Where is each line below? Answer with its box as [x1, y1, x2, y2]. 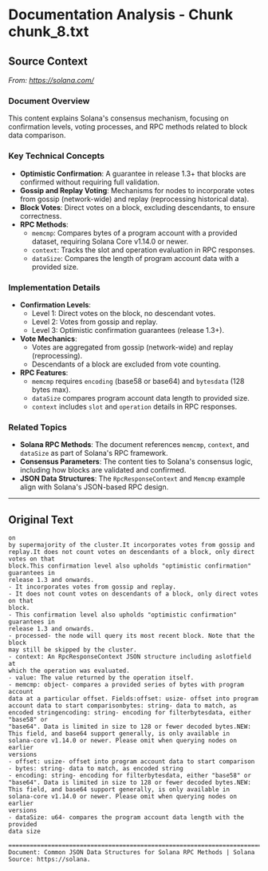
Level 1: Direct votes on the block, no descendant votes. [31, 308, 216, 318]
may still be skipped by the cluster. [8, 646, 137, 654]
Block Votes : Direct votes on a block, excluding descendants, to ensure [19, 202, 255, 212]
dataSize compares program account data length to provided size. [31, 393, 250, 402]
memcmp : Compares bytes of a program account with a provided [31, 228, 238, 237]
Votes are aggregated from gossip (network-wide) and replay [31, 342, 234, 352]
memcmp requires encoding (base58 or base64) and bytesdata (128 [31, 376, 245, 386]
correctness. [19, 211, 62, 220]
